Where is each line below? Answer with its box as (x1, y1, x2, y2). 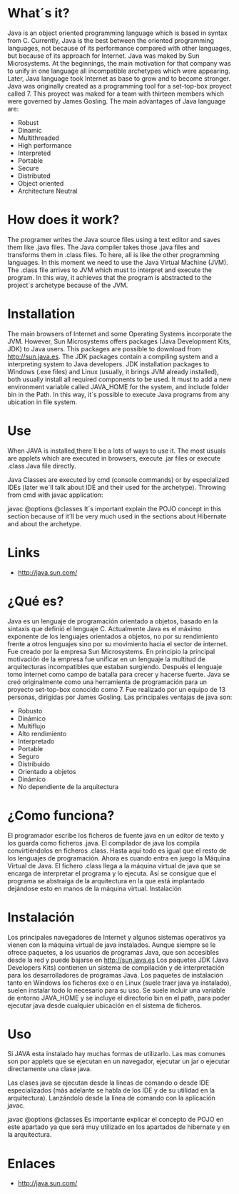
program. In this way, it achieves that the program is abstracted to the (7, 273, 212, 281)
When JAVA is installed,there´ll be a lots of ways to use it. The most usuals (7, 446, 226, 455)
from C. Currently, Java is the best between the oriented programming (7, 36, 214, 44)
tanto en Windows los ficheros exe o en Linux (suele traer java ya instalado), (7, 978, 232, 987)
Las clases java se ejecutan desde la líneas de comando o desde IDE (7, 1078, 210, 1087)
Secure (17, 164, 39, 172)
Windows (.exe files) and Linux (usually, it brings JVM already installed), (7, 367, 219, 376)
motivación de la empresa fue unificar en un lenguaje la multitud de (7, 655, 205, 663)
